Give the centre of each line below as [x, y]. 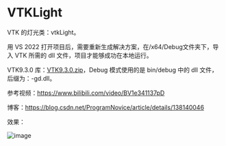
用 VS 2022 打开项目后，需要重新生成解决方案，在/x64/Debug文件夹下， [110, 46]
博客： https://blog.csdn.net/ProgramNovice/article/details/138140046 [105, 107]
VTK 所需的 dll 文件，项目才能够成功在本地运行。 [84, 55]
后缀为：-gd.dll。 [32, 78]
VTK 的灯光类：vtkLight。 [43, 32]
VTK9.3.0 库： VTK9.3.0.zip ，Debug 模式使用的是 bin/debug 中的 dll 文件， [112, 70]
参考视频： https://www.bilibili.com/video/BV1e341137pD [86, 93]
